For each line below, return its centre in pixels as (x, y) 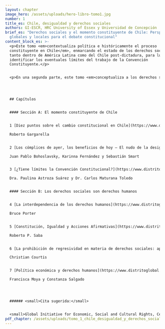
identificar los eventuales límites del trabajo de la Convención (79, 60)
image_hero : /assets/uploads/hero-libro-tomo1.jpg (58, 14)
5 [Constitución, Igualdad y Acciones (49, 227)
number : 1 (15, 19)
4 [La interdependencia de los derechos (51, 204)
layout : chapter (22, 10)
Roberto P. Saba (26, 235)
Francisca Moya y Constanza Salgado (47, 279)
